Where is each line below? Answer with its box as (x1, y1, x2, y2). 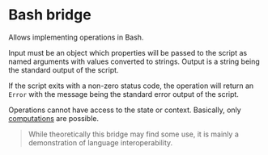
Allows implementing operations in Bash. (8, 32, 144, 42)
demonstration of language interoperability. (28, 137, 173, 147)
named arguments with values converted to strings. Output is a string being (8, 57, 261, 66)
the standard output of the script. (8, 65, 119, 74)
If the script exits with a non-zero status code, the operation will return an (8, 81, 254, 90)
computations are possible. (8, 113, 100, 123)
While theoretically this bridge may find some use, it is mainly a (28, 129, 239, 139)
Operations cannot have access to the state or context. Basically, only (8, 105, 241, 115)
